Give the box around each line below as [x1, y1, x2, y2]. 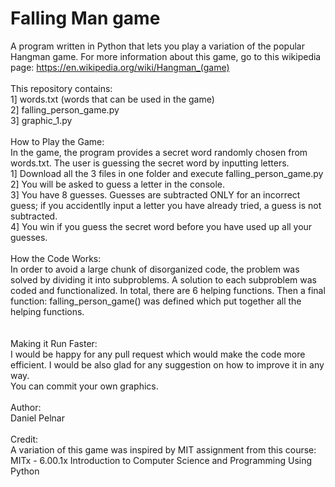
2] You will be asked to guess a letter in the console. [10, 178, 226, 190]
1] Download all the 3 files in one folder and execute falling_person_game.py [10, 167, 324, 179]
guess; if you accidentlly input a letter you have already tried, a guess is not [10, 199, 322, 211]
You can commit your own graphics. [10, 380, 159, 392]
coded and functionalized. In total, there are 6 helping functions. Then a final [10, 284, 326, 296]
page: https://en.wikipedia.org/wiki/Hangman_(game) [10, 61, 230, 73]
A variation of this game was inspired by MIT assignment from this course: [10, 443, 317, 456]
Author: [10, 401, 42, 413]
